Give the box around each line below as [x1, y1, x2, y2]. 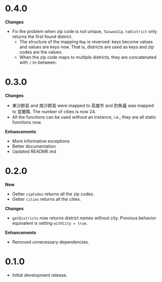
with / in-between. [19, 59, 57, 65]
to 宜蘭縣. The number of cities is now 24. [12, 108, 96, 114]
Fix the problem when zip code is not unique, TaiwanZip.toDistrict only [12, 28, 157, 34]
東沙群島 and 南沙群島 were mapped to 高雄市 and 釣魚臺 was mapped [12, 103, 154, 108]
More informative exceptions [12, 138, 70, 144]
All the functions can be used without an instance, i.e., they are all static [12, 114, 157, 120]
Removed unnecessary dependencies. [12, 239, 90, 245]
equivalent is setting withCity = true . [12, 220, 88, 226]
